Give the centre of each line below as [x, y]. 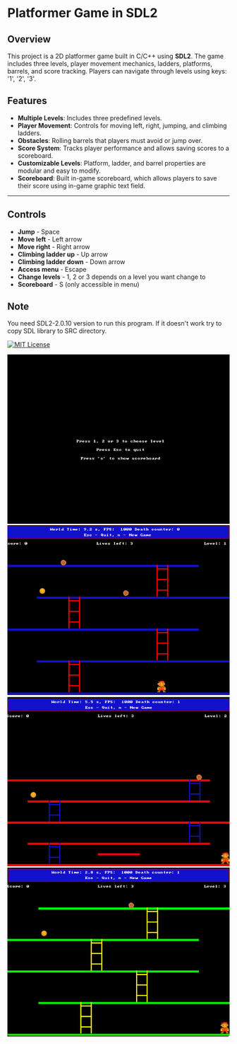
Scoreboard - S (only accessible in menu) [78, 284]
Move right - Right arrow [54, 246]
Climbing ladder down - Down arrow [71, 262]
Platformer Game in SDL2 [83, 13]
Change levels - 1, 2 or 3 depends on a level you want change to [111, 277]
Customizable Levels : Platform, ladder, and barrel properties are [111, 163]
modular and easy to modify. [59, 171]
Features [27, 101]
